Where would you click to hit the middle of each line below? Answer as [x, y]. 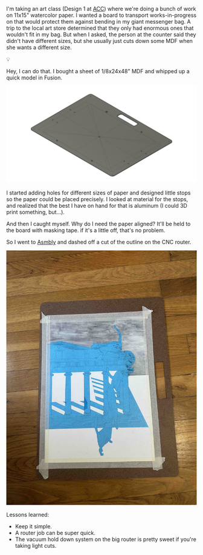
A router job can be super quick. [55, 533]
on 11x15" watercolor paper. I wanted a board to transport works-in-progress [101, 15]
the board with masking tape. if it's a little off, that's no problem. [86, 230]
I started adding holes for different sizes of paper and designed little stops [98, 193]
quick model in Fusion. [34, 78]
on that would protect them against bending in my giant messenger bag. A [99, 22]
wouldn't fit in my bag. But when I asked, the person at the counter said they [101, 35]
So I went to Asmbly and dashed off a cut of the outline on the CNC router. [99, 242]
